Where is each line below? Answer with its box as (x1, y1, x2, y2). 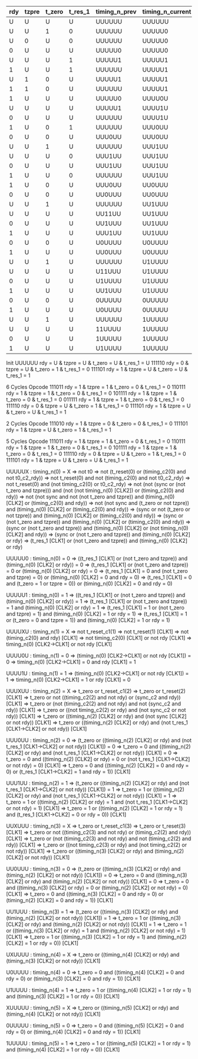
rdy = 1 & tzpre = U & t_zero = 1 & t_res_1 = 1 (6, 426, 112, 433)
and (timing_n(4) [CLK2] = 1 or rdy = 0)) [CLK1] (6, 1046, 120, 1053)
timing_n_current (142, 8, 192, 15)
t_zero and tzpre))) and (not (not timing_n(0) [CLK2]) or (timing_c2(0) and (6, 487, 184, 494)
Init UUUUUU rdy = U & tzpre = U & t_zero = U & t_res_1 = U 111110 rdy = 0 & (6, 360, 189, 366)
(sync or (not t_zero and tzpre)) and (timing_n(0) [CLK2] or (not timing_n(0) (6, 524, 189, 532)
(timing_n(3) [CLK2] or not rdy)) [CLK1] (6, 957, 101, 964)
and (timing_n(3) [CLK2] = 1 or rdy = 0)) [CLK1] (6, 993, 120, 1000)
